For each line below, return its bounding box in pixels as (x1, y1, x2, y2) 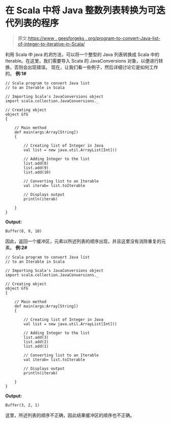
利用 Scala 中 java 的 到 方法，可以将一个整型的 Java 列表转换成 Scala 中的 (5, 51, 159, 58)
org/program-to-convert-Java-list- (88, 35, 161, 41)
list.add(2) (23, 339, 49, 344)
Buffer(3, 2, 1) (5, 403, 40, 408)
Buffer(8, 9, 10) (5, 229, 42, 234)
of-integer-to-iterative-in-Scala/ (17, 41, 85, 47)
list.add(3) (23, 334, 49, 340)
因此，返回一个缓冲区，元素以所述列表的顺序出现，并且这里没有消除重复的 (5, 238, 161, 244)
